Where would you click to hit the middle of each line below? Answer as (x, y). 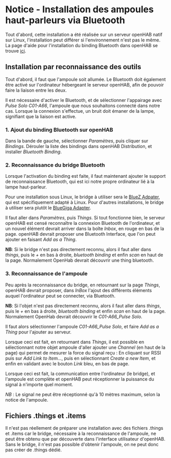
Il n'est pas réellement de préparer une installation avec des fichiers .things (84, 428)
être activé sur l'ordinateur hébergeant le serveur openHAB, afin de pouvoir (85, 85)
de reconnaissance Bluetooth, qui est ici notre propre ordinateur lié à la (80, 182)
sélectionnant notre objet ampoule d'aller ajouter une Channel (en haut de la (86, 347)
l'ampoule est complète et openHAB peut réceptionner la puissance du (80, 379)
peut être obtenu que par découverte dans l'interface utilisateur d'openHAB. (86, 439)
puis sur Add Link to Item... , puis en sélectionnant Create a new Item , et (80, 358)
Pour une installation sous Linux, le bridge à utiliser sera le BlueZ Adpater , (83, 197)
